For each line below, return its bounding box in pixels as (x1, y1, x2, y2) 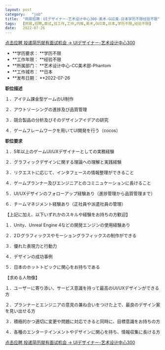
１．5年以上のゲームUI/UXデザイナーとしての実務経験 (5, 149, 115, 155)
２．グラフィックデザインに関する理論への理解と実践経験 (5, 159, 122, 165)
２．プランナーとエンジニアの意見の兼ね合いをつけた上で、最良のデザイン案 (5, 302, 161, 308)
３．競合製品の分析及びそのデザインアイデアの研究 (5, 117, 109, 123)
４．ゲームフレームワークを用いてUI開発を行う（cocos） (5, 128, 121, 133)
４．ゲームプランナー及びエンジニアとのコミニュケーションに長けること (5, 180, 152, 186)
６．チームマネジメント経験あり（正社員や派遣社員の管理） (5, 201, 126, 207)
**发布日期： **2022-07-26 (12, 75, 70, 81)
